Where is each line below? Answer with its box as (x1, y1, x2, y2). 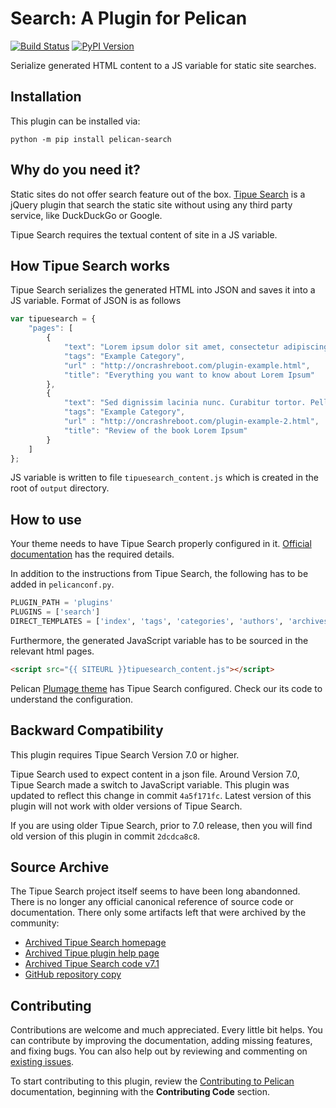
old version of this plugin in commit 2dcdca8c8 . (10, 830, 201, 842)
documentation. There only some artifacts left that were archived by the (10, 907, 307, 919)
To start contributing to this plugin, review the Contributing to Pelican (10, 1075, 295, 1087)
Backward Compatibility (10, 722, 164, 739)
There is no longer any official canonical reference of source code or (10, 896, 294, 908)
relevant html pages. (10, 645, 95, 657)
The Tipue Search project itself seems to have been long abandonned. (10, 885, 301, 897)
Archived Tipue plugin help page (24, 947, 160, 959)
